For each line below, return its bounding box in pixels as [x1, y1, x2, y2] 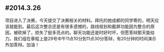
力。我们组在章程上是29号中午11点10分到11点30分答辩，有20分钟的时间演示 [5, 35, 157, 41]
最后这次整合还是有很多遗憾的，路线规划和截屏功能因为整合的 [26, 23, 150, 29]
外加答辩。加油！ [5, 41, 40, 48]
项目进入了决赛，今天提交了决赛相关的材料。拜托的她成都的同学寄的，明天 [5, 17, 155, 23]
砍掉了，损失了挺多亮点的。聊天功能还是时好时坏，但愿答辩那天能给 [18, 29, 155, 35]
